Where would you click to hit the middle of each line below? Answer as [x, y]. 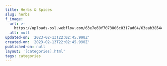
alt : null [20, 33]
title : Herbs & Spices [29, 10]
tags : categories [23, 56]
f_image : [14, 19]
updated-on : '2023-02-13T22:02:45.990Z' [48, 38]
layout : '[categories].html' [35, 51]
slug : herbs [17, 14]
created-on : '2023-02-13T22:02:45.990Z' [48, 42]
